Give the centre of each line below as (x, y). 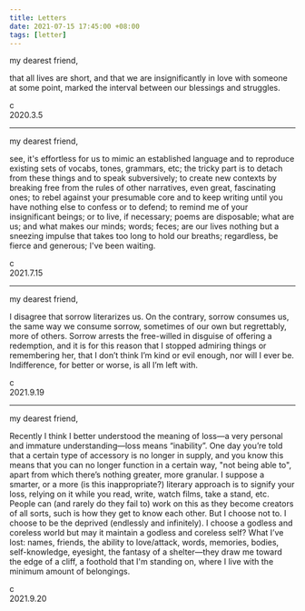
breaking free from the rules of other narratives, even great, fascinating (143, 188)
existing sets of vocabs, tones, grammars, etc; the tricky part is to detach (146, 168)
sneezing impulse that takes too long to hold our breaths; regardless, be (144, 236)
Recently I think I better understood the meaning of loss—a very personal (146, 436)
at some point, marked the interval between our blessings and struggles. (145, 88)
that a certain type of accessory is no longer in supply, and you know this (147, 456)
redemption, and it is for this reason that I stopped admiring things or (138, 346)
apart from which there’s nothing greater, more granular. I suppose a (137, 475)
